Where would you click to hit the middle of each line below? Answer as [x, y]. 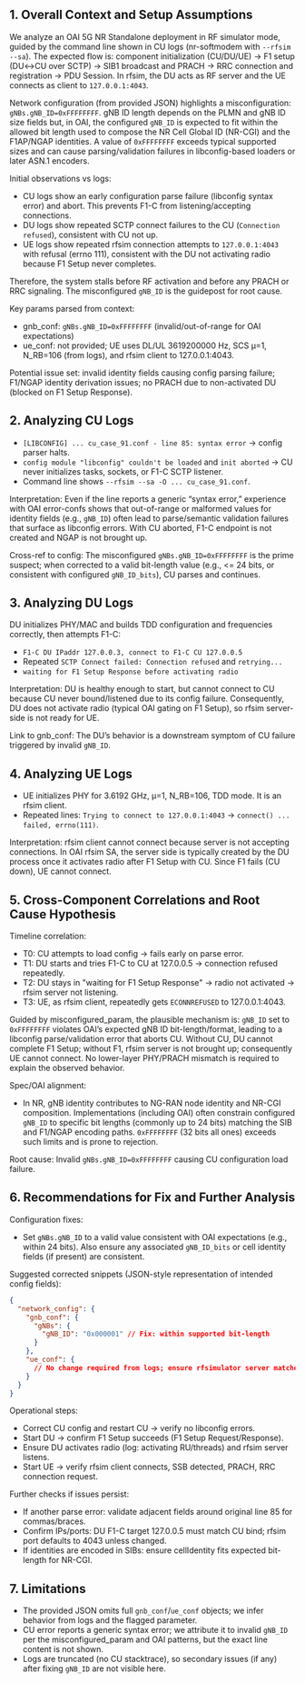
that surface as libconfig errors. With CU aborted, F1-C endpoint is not [141, 527]
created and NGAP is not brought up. [79, 537]
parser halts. [46, 452]
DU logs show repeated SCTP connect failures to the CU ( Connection [151, 225]
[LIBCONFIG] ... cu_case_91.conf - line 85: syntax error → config [152, 442]
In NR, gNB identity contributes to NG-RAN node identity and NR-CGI [152, 1103]
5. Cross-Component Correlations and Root [135, 900]
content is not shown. [63, 1649]
